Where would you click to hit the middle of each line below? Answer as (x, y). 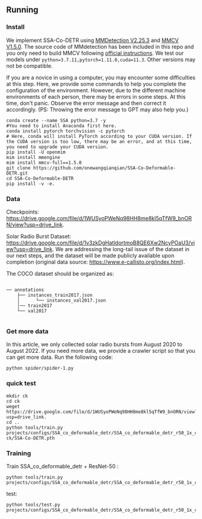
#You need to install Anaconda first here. (62, 126)
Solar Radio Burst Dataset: (39, 236)
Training (19, 453)
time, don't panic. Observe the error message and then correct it (86, 103)
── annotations (25, 290)
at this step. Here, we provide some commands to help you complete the (96, 84)
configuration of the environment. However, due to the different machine (96, 90)
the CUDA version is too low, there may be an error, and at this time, (99, 141)
